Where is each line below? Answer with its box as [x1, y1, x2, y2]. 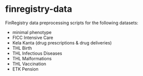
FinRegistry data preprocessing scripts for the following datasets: [5, 20, 139, 26]
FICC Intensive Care [12, 35, 53, 40]
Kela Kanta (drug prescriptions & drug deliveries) [12, 39, 112, 45]
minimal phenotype [12, 29, 52, 35]
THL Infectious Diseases [12, 50, 63, 56]
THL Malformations [12, 55, 52, 61]
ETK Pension [12, 66, 39, 72]
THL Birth [12, 45, 32, 51]
